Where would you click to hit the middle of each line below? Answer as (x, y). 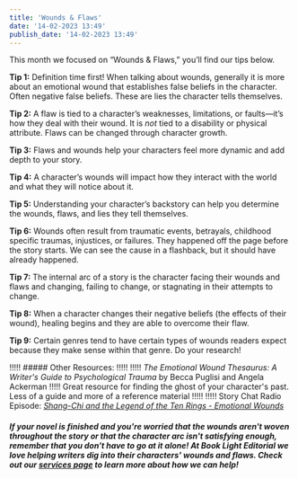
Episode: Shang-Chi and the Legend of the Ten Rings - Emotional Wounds (147, 406)
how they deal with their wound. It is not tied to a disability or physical (138, 123)
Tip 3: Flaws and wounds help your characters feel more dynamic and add (147, 150)
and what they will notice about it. (72, 187)
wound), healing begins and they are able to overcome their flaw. (129, 324)
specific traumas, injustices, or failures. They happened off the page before (149, 241)
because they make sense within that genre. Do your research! (125, 350)
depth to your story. (46, 160)
